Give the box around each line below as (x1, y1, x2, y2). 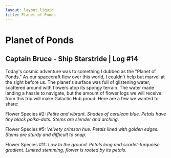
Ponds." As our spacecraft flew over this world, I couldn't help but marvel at (5, 74, 165, 80)
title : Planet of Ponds (5, 12, 56, 17)
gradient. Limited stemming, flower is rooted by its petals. (5, 147, 127, 153)
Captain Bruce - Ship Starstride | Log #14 (5, 55, 139, 63)
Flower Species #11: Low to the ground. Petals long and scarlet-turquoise (5, 141, 160, 147)
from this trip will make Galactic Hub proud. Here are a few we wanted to (5, 95, 159, 101)
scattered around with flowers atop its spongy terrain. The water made (5, 84, 155, 91)
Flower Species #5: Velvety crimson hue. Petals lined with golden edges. (5, 126, 159, 132)
